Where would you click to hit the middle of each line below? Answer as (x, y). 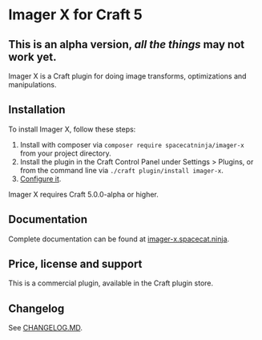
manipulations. (32, 85)
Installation (37, 110)
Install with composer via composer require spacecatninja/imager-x (132, 144)
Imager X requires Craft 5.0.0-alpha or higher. (83, 194)
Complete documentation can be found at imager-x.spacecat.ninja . (119, 239)
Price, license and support (75, 264)
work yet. (32, 57)
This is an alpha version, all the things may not (127, 45)
